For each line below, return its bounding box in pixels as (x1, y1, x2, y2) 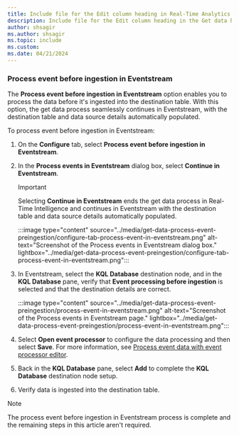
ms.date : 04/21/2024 (7, 51, 69, 58)
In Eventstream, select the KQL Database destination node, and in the (17, 270, 223, 279)
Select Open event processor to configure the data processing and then (17, 336, 230, 344)
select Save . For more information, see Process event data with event (17, 343, 222, 351)
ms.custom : (7, 43, 40, 51)
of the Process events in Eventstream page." (17, 314, 148, 323)
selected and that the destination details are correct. (17, 285, 171, 294)
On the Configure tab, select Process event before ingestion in (17, 140, 206, 149)
